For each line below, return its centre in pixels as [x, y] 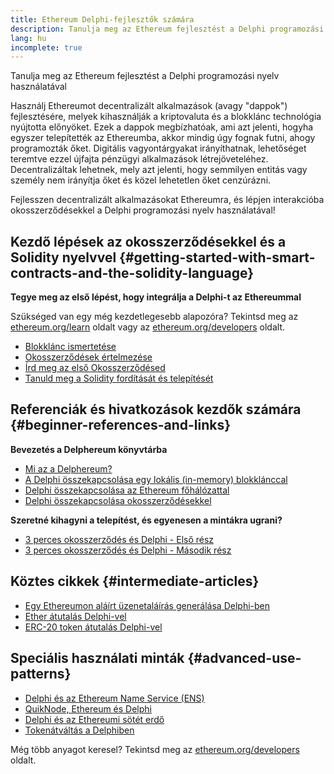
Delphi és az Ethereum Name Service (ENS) [114, 698]
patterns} [41, 674]
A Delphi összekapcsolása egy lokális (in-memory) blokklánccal [156, 479]
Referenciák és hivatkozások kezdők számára [156, 409]
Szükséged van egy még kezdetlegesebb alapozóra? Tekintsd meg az [154, 317]
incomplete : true [46, 47]
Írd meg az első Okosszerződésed [95, 368]
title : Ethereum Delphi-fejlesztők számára [102, 19]
